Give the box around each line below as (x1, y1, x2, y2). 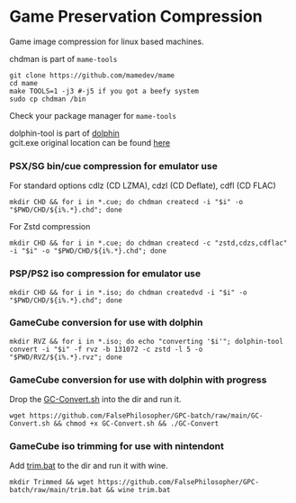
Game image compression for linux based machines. (9, 36, 204, 47)
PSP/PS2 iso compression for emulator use (9, 267, 202, 280)
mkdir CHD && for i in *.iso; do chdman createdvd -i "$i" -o (9, 288, 247, 297)
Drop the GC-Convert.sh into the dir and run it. (9, 394, 182, 405)
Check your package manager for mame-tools (9, 110, 177, 121)
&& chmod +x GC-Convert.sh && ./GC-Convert (53, 419, 220, 428)
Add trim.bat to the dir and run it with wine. (9, 461, 168, 472)
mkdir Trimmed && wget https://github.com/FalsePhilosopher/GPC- (9, 478, 259, 487)
